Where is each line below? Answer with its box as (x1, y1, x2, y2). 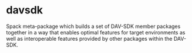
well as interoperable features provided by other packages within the (6, 35, 173, 42)
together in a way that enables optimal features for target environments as (6, 29, 186, 36)
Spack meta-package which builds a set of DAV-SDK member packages (6, 23, 181, 30)
